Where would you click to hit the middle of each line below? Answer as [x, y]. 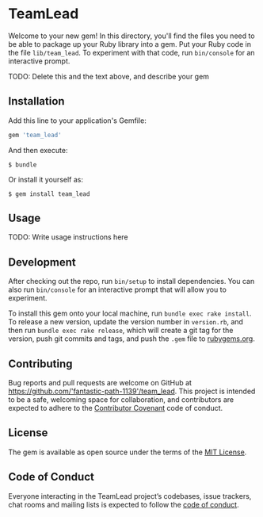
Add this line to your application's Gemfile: [77, 121]
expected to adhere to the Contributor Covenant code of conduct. [116, 408]
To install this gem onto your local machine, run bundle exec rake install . [130, 313]
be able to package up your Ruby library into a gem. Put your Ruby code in [130, 44]
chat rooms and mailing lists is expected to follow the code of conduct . [124, 504]
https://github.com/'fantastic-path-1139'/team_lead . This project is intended [132, 391]
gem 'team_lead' [35, 135]
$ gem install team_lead [49, 194]
